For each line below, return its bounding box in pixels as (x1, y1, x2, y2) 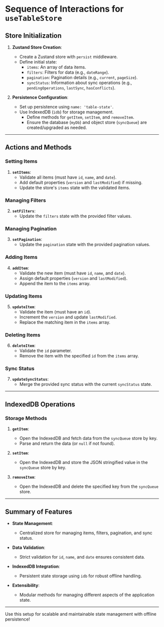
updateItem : (12, 304, 36, 310)
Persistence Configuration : (12, 94, 68, 100)
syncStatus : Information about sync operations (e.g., (26, 80, 132, 85)
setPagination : (12, 236, 42, 242)
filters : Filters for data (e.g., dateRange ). (26, 69, 109, 75)
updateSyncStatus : (12, 376, 49, 382)
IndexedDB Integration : (12, 563, 60, 569)
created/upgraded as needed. (26, 125, 87, 130)
